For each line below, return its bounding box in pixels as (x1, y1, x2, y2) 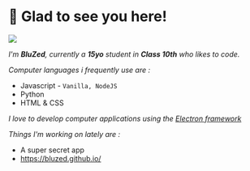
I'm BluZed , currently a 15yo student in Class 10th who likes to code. (8, 49, 240, 59)
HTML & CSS (19, 97, 64, 108)
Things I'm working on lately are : (8, 129, 121, 139)
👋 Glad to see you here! (8, 7, 168, 26)
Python (19, 89, 45, 99)
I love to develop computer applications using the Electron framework (8, 113, 242, 123)
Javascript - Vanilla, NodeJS (19, 80, 118, 90)
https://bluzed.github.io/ (19, 153, 101, 163)
